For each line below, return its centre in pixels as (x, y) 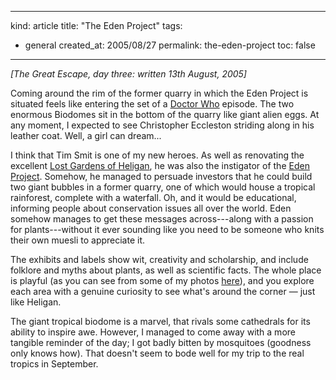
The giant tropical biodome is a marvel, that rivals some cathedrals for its (160, 321)
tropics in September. (54, 364)
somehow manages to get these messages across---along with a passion (162, 219)
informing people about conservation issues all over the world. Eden (151, 208)
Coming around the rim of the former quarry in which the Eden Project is (159, 93)
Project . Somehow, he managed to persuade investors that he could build (161, 176)
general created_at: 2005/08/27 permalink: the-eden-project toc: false (170, 45)
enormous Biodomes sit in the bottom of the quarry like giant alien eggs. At (165, 114)
